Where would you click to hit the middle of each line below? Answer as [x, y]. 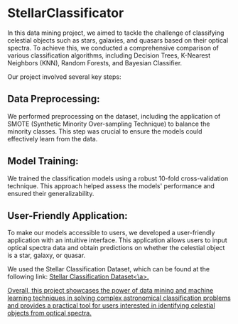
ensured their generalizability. [51, 193]
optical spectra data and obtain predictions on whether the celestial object [116, 248]
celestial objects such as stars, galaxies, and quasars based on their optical [118, 40]
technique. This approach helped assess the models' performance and [111, 185]
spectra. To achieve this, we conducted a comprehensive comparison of [113, 48]
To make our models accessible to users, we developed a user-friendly [111, 233]
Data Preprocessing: [54, 99]
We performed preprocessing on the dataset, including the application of [114, 116]
